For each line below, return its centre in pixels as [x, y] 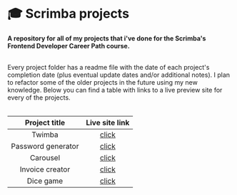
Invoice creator [45, 169]
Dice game [45, 181]
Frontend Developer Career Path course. [69, 46]
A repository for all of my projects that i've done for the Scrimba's [107, 38]
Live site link [107, 122]
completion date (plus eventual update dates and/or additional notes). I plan [119, 75]
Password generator [45, 146]
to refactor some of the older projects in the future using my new [102, 82]
